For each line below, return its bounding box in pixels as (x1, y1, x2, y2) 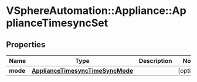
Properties (6, 40, 46, 49)
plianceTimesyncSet (6, 16, 108, 30)
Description (138, 57, 172, 65)
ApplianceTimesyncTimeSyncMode (31, 67, 134, 74)
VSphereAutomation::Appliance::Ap (6, 4, 186, 17)
